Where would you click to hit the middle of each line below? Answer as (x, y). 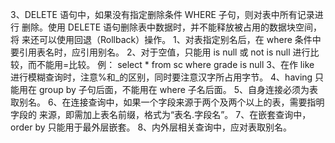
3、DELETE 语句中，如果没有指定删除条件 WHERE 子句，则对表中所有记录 (162, 14)
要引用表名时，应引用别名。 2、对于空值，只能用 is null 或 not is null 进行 (160, 52)
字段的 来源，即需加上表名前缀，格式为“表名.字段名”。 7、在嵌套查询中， (161, 114)
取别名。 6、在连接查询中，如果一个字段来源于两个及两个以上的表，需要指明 (167, 102)
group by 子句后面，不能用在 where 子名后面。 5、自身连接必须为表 (178, 89)
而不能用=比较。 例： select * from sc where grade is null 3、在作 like (171, 64)
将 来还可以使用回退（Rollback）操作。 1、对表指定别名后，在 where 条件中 (166, 39)
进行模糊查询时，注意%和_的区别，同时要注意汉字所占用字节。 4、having (161, 77)
